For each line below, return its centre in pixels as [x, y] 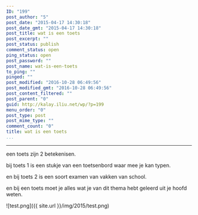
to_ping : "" [21, 72]
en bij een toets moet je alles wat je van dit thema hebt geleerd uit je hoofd [97, 188]
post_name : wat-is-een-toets [42, 66]
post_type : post [26, 115]
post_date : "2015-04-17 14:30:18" [49, 22]
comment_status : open [33, 50]
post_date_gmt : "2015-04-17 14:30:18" [54, 28]
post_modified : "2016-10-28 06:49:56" [54, 83]
